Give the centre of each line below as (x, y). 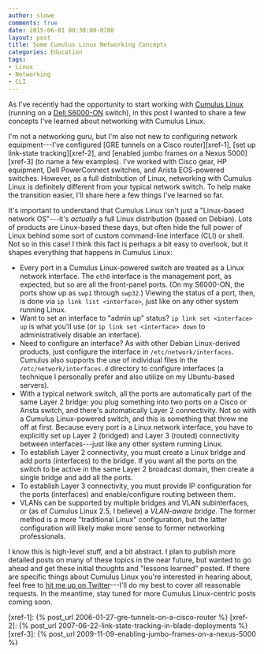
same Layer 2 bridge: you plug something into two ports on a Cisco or (133, 402)
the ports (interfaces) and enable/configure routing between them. (128, 494)
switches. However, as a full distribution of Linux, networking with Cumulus (130, 178)
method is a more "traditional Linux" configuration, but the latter (123, 519)
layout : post (30, 38)
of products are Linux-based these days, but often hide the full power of (125, 227)
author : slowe (32, 15)
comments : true (33, 23)
